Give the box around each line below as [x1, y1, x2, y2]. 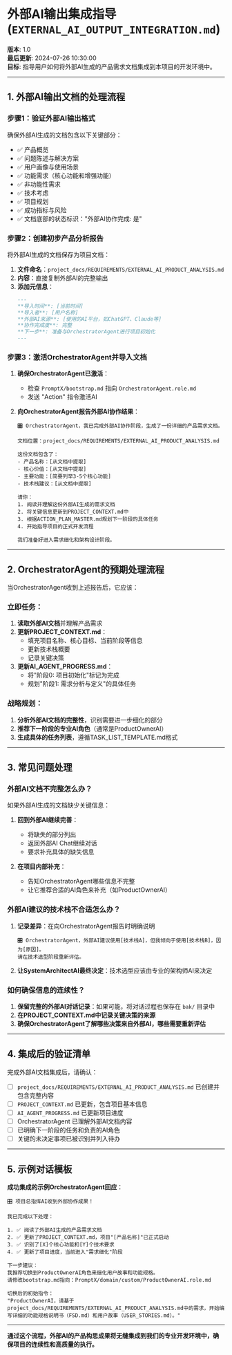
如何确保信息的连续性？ [7, 985, 85, 995]
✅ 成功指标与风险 [17, 205, 67, 214]
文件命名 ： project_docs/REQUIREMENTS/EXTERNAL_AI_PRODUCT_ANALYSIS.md [17, 265, 224, 273]
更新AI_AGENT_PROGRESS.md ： [17, 662, 113, 671]
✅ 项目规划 [17, 197, 49, 205]
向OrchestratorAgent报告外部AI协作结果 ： [17, 407, 140, 415]
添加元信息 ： [17, 282, 54, 290]
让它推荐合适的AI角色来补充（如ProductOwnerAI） [27, 886, 171, 894]
